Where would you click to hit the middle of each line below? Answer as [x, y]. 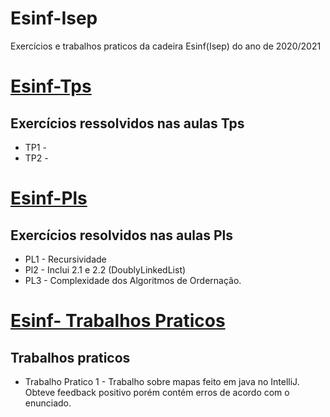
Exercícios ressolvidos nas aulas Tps [127, 123]
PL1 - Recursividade [65, 259]
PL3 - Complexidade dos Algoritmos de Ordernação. [133, 280]
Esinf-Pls [49, 198]
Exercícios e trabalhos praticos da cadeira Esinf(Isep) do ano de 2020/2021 [166, 46]
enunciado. [48, 403]
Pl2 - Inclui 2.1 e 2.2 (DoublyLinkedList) [105, 269]
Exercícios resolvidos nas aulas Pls [121, 235]
